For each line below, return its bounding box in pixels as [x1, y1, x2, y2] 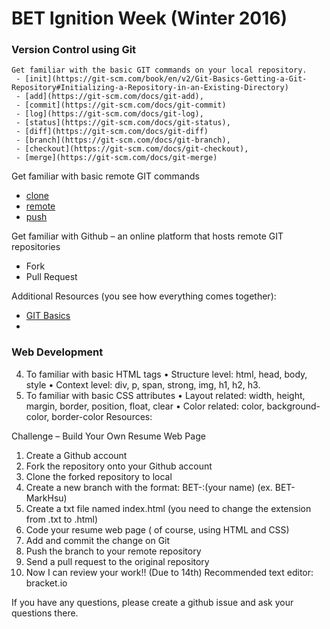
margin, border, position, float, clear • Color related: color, [25, 400, 265, 412]
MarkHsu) [25, 492, 68, 504]
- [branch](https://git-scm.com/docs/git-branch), [15, 135, 231, 146]
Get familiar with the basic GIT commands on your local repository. [11, 65, 308, 76]
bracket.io [25, 577, 68, 589]
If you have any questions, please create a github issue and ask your [11, 596, 294, 608]
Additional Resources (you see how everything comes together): [11, 290, 277, 302]
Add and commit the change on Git [25, 534, 171, 546]
